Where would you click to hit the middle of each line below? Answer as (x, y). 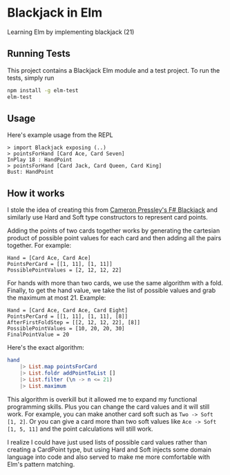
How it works (36, 193)
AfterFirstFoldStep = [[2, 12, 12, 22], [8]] (74, 323)
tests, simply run (31, 78)
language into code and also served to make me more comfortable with (109, 457)
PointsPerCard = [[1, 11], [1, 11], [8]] (68, 316)
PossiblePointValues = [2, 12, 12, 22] (65, 270)
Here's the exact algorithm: (46, 348)
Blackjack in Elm (55, 13)
